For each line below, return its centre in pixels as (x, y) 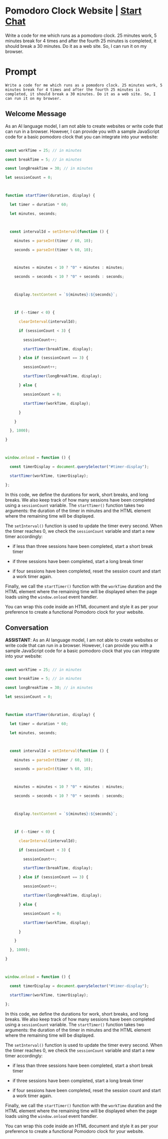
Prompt (21, 72)
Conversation (27, 628)
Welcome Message (36, 114)
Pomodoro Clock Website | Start (73, 11)
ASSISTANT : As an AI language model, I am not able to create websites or (82, 640)
